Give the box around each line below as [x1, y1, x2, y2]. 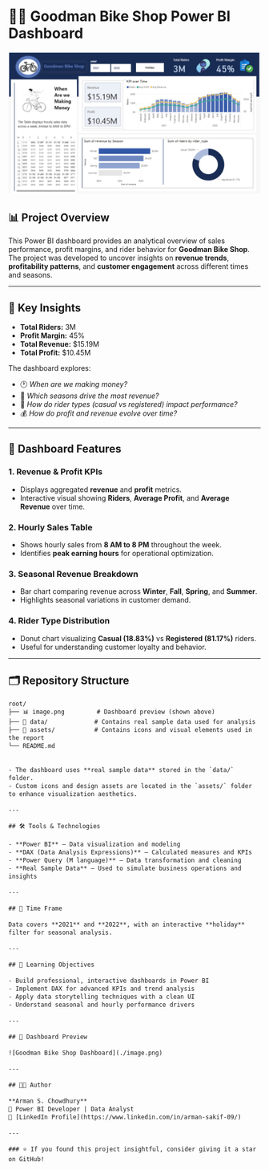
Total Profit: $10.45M [19, 348, 91, 358]
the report [8, 734, 45, 742]
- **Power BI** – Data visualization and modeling [8, 840, 181, 849]
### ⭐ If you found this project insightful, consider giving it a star [8, 1145, 257, 1154]
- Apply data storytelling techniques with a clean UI [8, 993, 195, 1001]
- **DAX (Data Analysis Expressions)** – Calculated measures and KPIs [8, 848, 252, 857]
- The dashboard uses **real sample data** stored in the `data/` [8, 766, 235, 774]
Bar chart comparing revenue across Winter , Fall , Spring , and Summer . [19, 587, 258, 596]
